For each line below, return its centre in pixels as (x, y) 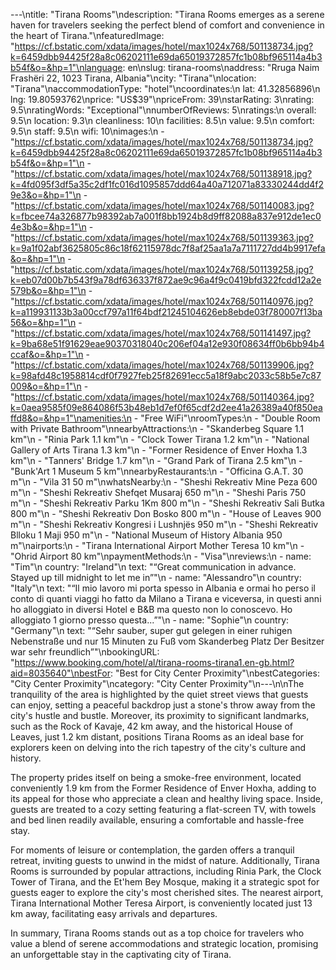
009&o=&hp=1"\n (46, 386)
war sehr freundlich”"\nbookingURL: (85, 652)
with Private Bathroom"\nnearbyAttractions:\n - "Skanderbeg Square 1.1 (157, 428)
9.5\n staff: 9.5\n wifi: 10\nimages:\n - (87, 131)
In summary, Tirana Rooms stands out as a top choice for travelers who (157, 933)
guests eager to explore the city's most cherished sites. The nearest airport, (167, 892)
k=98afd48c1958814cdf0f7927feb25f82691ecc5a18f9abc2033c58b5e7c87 (166, 375)
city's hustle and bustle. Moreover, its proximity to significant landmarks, (160, 715)
